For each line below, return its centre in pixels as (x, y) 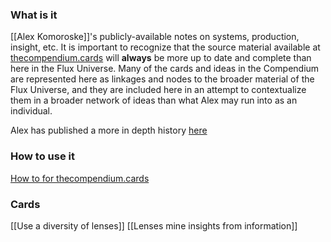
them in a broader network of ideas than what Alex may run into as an (154, 100)
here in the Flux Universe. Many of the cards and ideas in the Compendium (165, 69)
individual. (31, 111)
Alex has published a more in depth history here (109, 130)
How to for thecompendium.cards (80, 178)
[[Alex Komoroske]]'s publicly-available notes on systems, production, (155, 37)
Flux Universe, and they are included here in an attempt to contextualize (158, 90)
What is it (34, 15)
